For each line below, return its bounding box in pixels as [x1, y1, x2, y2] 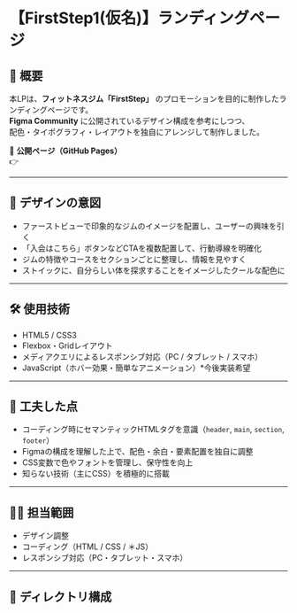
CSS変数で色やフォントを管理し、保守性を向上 [21, 457, 193, 468]
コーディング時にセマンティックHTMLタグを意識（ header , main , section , [21, 424, 285, 435]
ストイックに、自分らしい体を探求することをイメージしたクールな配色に [21, 265, 286, 275]
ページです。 [47, 105, 94, 115]
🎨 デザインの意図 [9, 196, 102, 211]
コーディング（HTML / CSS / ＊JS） [21, 541, 153, 552]
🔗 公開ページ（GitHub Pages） [9, 145, 122, 156]
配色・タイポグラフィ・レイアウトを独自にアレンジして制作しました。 [9, 127, 265, 137]
